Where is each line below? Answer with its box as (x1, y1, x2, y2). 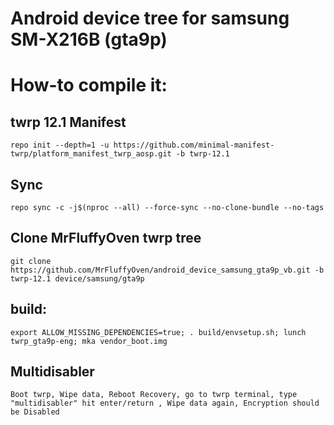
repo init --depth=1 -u (10, 140, 110, 151)
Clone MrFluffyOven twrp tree (10, 230, 202, 247)
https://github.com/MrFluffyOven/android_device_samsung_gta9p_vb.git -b (10, 265, 325, 275)
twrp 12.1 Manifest (10, 113, 127, 131)
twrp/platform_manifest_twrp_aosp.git (10, 149, 172, 159)
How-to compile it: (10, 74, 168, 97)
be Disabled (10, 407, 60, 417)
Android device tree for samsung (10, 7, 290, 30)
